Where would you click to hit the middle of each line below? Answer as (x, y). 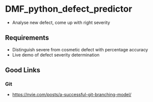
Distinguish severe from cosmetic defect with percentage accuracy (80, 49)
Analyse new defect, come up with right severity (61, 22)
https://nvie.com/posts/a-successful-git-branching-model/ (72, 95)
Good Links (23, 70)
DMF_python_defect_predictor (69, 9)
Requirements (27, 38)
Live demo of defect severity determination (56, 55)
